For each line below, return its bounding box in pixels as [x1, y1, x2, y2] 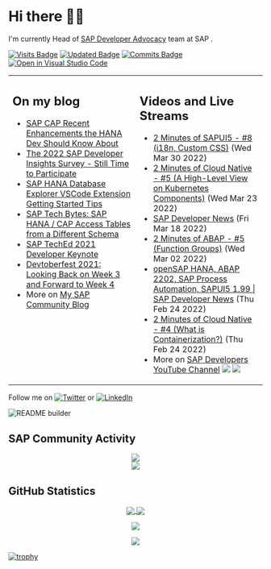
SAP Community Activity [8, 431, 136, 446]
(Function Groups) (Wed [152, 243, 245, 255]
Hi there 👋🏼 [8, 7, 85, 26]
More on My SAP [26, 289, 90, 301]
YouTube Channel [152, 364, 220, 376]
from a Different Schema [26, 229, 119, 240]
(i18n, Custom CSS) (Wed [152, 143, 252, 154]
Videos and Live [140, 93, 235, 109]
